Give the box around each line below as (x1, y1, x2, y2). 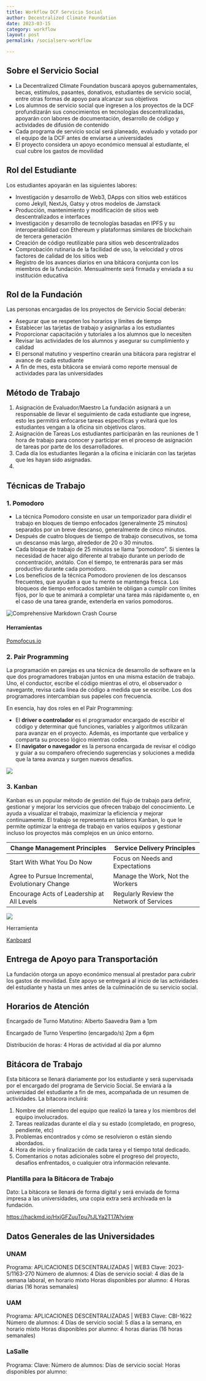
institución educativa (15, 272, 69, 279)
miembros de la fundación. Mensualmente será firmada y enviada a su (15, 265, 193, 272)
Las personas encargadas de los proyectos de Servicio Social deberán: (6, 305, 186, 313)
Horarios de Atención (6, 1001, 90, 1011)
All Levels (9, 897, 37, 906)
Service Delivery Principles (114, 843, 196, 852)
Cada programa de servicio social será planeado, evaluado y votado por (15, 127, 198, 135)
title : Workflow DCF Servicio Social (6, 9, 103, 15)
